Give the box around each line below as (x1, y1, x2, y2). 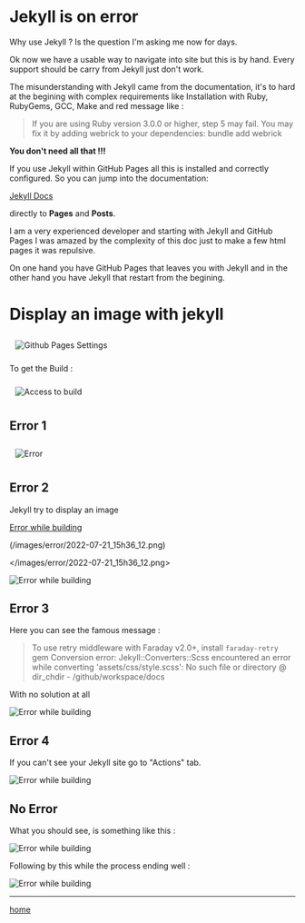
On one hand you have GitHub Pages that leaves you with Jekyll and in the (9, 262, 289, 273)
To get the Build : (9, 362, 74, 373)
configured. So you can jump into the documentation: (9, 173, 209, 184)
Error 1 (9, 418, 47, 433)
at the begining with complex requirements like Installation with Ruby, (9, 91, 269, 102)
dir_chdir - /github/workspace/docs (31, 671, 165, 682)
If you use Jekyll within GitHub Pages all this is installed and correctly (9, 163, 270, 174)
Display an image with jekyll (9, 304, 224, 324)
